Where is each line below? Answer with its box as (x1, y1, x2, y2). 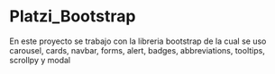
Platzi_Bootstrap (9, 6, 136, 27)
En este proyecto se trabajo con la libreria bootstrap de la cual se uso (9, 36, 267, 46)
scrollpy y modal (9, 54, 70, 65)
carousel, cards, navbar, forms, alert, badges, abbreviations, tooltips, (9, 45, 266, 55)
